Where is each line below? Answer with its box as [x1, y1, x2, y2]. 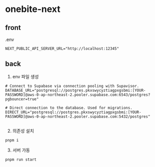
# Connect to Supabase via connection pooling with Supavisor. [5, 83, 140, 88]
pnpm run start [5, 157, 37, 162]
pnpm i [5, 138, 19, 143]
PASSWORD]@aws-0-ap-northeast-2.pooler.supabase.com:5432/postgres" [5, 114, 151, 119]
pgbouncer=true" [5, 96, 39, 102]
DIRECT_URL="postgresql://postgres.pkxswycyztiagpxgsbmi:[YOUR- [5, 110, 142, 115]
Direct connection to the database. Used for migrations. [9, 105, 133, 110]
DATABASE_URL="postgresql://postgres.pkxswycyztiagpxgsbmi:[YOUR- [5, 88, 146, 93]
